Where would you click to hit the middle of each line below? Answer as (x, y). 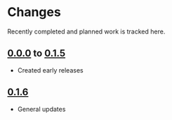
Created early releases (50, 70)
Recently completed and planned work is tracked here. (86, 31)
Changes (34, 12)
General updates (41, 109)
